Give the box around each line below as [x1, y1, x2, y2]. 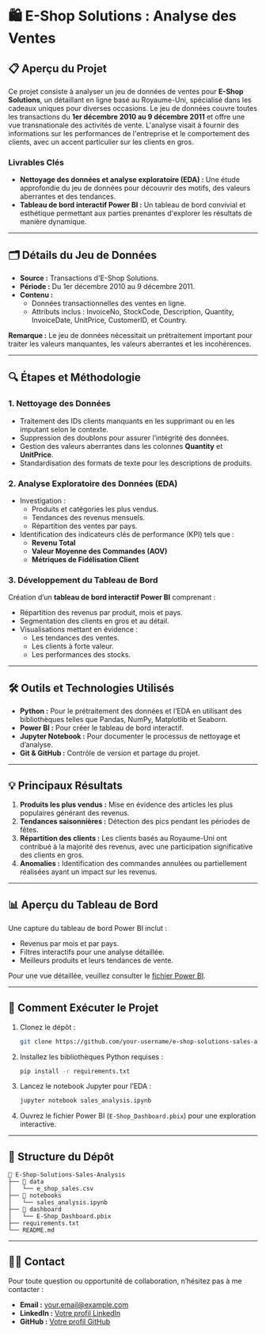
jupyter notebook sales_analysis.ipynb [19, 1096, 152, 1105]
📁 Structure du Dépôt [8, 1150, 115, 1163]
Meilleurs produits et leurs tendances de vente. [19, 956, 174, 965]
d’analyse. [19, 740, 54, 750]
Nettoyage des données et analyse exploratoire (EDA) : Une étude [19, 175, 240, 184]
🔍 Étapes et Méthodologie [8, 371, 141, 384]
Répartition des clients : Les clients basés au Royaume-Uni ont [19, 834, 227, 843]
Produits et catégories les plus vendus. [31, 504, 159, 514]
